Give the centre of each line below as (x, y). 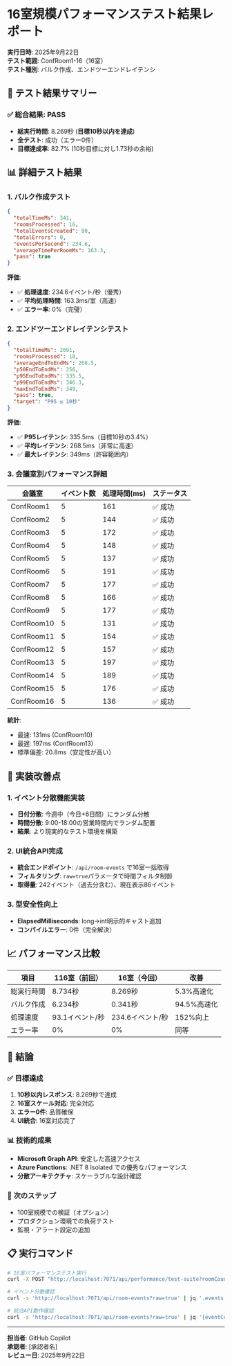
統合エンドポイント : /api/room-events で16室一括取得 (93, 867)
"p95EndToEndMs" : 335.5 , (49, 376)
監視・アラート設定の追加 (54, 1230)
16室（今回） (140, 977)
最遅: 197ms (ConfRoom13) (55, 744)
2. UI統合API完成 (35, 851)
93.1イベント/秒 (78, 1017)
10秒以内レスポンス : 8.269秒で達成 (67, 1094)
